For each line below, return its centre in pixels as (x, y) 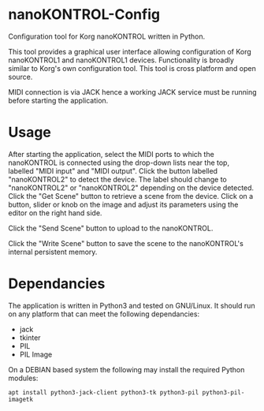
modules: (23, 378)
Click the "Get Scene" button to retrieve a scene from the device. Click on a (131, 196)
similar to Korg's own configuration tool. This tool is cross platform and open (132, 68)
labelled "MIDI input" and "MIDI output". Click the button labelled (113, 170)
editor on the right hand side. (55, 213)
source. (20, 77)
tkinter (30, 338)
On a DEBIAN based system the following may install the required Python (126, 369)
